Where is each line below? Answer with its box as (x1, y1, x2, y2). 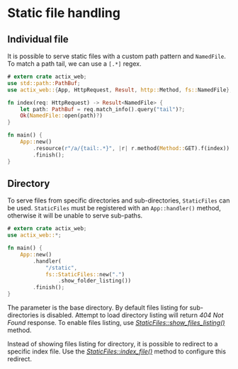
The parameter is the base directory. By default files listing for (7, 303, 188, 312)
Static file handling (7, 5, 120, 21)
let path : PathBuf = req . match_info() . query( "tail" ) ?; (20, 106, 186, 113)
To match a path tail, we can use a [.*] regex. (7, 59, 142, 68)
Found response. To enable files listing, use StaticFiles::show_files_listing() (7, 319, 225, 327)
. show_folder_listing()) (57, 278, 132, 285)
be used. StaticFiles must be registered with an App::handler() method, (7, 204, 221, 212)
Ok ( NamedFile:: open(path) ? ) (20, 112, 103, 120)
